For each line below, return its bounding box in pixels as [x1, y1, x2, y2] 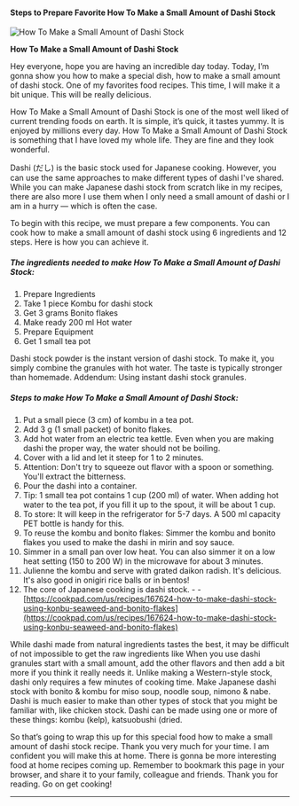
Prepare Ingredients [22, 289, 96, 300]
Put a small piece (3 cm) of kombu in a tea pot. [22, 415, 194, 426]
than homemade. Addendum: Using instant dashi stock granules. [10, 372, 248, 383]
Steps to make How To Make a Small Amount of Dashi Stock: [10, 392, 239, 403]
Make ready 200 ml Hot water [22, 317, 132, 328]
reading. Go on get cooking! [10, 779, 113, 789]
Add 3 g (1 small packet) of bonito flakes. [22, 424, 173, 434]
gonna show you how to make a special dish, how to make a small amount [10, 71, 280, 82]
